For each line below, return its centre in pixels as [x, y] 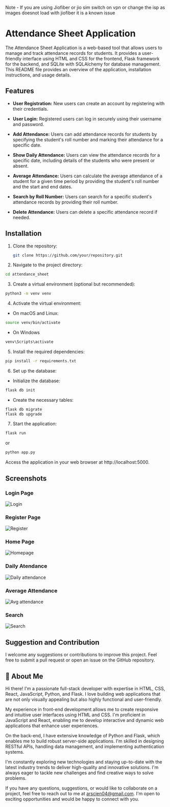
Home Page [20, 542]
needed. [21, 217]
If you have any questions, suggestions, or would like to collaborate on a [81, 788]
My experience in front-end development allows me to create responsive [82, 709]
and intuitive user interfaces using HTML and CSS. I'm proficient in [75, 715]
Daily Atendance [26, 566]
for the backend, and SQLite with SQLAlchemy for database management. [83, 64]
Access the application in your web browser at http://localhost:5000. [77, 462]
